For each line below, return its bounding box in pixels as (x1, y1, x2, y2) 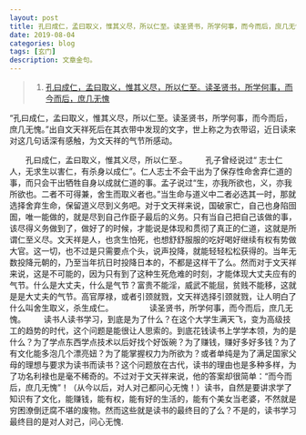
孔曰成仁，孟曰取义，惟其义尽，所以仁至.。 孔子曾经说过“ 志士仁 (25, 155, 284, 165)
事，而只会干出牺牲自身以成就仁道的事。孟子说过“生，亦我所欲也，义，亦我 (9, 177, 293, 187)
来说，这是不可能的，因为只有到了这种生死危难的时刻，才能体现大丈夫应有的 (9, 268, 297, 278)
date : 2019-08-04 (9, 30, 76, 39)
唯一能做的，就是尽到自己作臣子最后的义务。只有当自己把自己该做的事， (25, 211, 297, 222)
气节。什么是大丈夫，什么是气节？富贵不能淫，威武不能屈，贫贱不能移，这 (9, 279, 289, 290)
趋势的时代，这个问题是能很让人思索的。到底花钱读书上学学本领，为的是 (25, 325, 297, 336)
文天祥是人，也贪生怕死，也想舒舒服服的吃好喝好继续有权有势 (56, 234, 289, 245)
